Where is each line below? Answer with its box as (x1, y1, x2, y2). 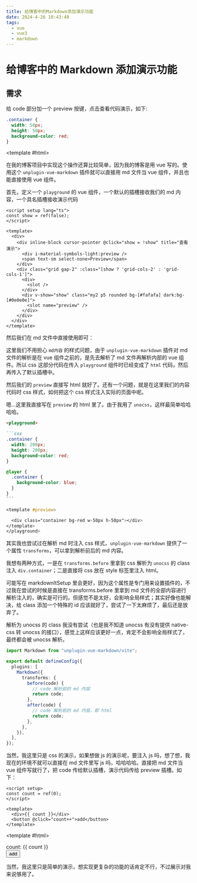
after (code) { (27, 702, 62, 708)
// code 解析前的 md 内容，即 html (32, 708, 113, 714)
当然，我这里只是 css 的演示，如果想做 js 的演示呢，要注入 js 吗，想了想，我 (6, 752, 191, 759)
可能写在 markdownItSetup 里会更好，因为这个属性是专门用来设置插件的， (6, 579, 186, 587)
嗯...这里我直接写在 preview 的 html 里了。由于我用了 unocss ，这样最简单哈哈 (6, 401, 191, 408)
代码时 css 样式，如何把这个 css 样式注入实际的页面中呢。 (6, 389, 147, 396)
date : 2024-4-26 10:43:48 (6, 14, 69, 20)
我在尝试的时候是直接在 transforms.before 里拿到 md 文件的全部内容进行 (11, 587, 186, 594)
